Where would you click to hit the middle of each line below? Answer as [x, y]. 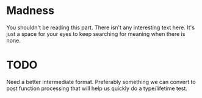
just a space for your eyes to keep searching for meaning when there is [96, 33]
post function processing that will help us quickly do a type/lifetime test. [97, 88]
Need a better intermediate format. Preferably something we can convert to [101, 82]
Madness [31, 11]
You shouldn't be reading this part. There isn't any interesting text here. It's [101, 27]
